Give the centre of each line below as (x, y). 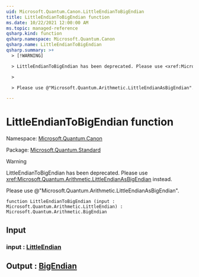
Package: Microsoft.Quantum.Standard (54, 150)
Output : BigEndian (41, 266)
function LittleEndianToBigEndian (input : (61, 202)
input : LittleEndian (34, 247)
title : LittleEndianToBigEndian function (58, 17)
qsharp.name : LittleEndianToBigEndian (54, 45)
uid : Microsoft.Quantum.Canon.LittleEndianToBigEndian (75, 12)
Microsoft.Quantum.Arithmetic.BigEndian (57, 212)
